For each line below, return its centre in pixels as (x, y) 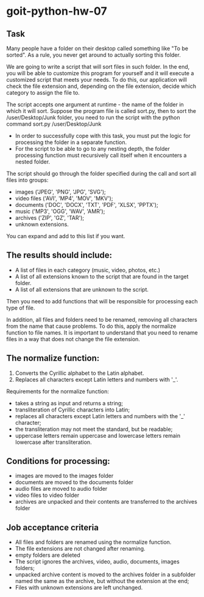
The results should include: (59, 255)
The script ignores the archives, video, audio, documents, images (97, 562)
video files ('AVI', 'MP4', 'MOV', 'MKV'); (64, 198)
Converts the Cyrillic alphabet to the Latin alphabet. (79, 373)
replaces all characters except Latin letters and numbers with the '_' (100, 416)
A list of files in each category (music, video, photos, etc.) (87, 270)
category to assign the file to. (43, 92)
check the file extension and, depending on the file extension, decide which (101, 86)
